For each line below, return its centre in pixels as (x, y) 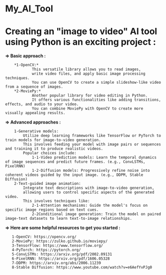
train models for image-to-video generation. (53, 140)
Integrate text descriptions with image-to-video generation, (89, 188)
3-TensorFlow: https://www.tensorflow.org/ (57, 246)
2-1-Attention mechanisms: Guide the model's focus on (90, 206)
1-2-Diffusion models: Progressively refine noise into (91, 171)
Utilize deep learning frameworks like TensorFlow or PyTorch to (92, 136)
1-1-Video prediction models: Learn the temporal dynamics (94, 157)
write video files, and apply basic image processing (88, 74)
